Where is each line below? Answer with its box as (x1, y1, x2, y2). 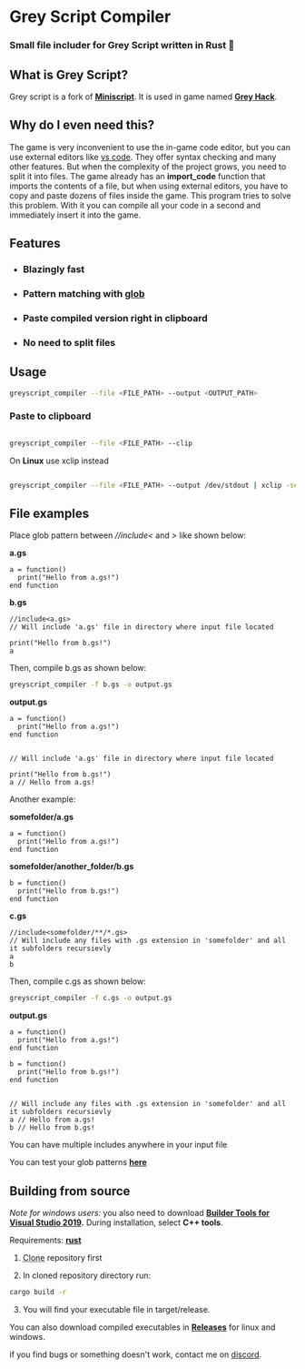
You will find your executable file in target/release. (22, 1303, 211, 1314)
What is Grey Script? (9, 66, 129, 83)
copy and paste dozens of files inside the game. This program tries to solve (9, 189, 292, 201)
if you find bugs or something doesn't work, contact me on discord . (9, 1349, 261, 1360)
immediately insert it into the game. (9, 209, 142, 220)
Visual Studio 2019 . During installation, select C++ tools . (9, 1217, 224, 1228)
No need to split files (22, 336, 116, 349)
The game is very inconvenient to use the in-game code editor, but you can (9, 141, 291, 152)
